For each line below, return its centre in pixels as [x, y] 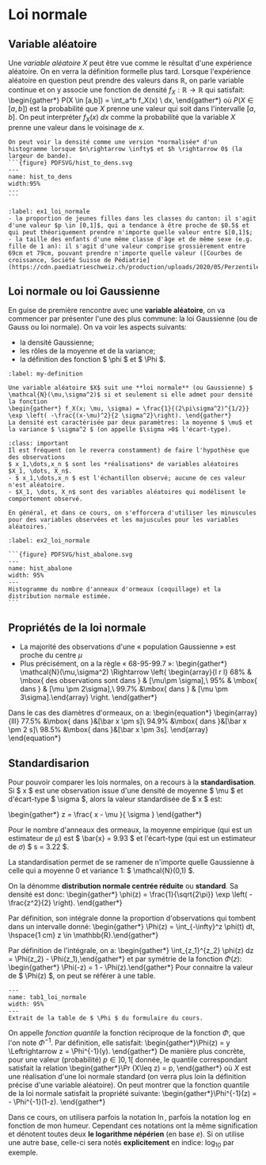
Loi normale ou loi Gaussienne [84, 291]
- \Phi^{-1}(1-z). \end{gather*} [57, 1101]
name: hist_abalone [40, 569]
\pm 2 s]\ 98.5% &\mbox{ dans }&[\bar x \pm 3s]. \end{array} [108, 730]
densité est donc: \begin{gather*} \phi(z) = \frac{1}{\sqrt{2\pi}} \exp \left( [128, 894]
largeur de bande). [40, 156]
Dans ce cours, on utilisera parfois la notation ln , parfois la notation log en [130, 1117]
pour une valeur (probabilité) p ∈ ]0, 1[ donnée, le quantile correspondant [128, 1059]
